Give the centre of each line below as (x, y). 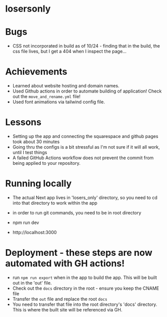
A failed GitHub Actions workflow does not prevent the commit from (83, 158)
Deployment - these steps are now (79, 253)
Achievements (36, 72)
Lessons (23, 122)
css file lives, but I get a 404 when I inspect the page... (69, 52)
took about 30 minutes (36, 142)
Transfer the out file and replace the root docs (60, 299)
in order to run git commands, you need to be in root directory (77, 212)
